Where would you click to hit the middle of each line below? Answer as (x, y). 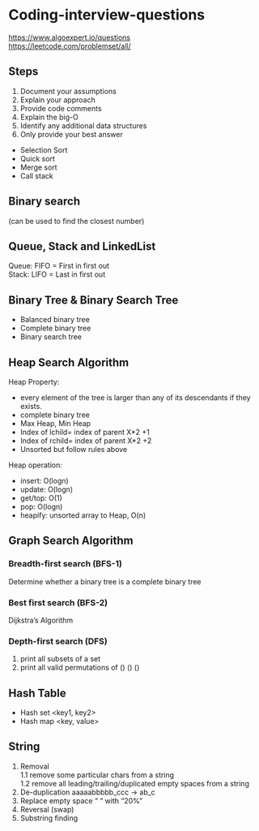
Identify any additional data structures (83, 125)
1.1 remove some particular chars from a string (97, 775)
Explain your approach (57, 100)
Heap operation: (36, 465)
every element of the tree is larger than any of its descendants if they (135, 398)
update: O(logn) (47, 489)
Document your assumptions (68, 91)
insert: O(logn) (44, 481)
